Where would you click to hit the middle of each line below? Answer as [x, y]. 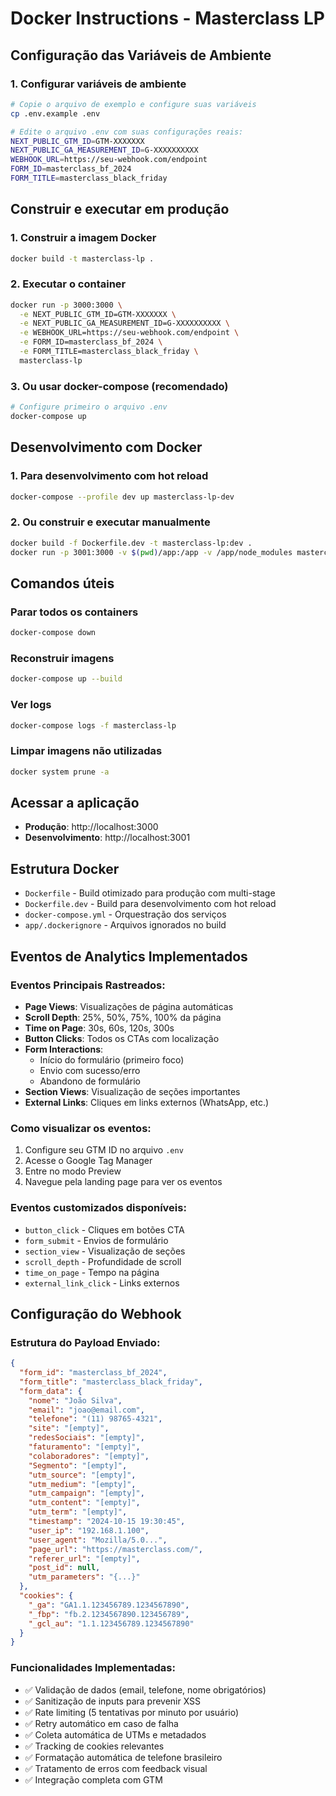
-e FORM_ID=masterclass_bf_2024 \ [91, 342]
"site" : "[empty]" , [69, 1428]
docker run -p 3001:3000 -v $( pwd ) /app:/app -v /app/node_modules [151, 552]
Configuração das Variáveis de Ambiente [141, 55]
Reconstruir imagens [62, 658]
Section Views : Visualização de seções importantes [132, 1091]
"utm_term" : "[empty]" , [78, 1512]
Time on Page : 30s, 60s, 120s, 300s [99, 1028]
